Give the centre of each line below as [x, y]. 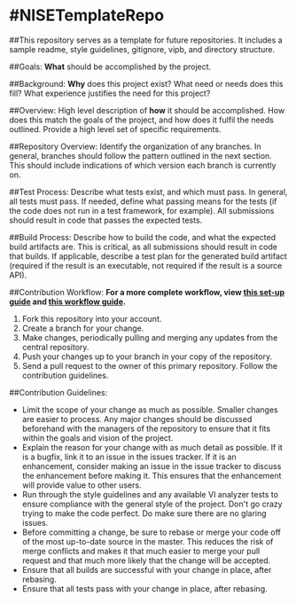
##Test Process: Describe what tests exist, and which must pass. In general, [148, 192]
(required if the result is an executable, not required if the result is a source [146, 265]
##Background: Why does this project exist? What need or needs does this [146, 83]
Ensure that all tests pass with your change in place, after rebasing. [144, 588]
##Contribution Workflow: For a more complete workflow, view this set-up [147, 292]
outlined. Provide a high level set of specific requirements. [115, 129]
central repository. [55, 347]
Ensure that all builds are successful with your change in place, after [147, 569]
